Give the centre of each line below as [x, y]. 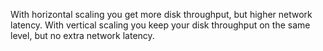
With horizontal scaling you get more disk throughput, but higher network [161, 14]
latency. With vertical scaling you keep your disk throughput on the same [160, 25]
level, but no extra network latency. [82, 35]
